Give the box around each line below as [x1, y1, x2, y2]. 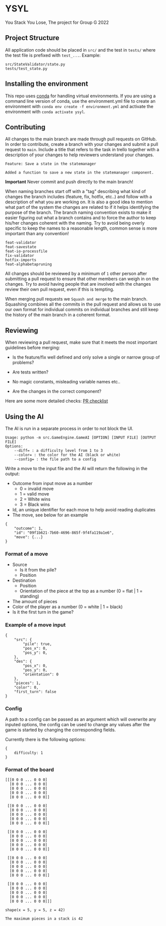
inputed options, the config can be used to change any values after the [5, 721, 150, 727]
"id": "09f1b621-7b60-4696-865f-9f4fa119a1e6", [14, 530, 114, 535]
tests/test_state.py [5, 66, 48, 71]
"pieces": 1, [14, 680, 41, 685]
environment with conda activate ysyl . [5, 109, 86, 115]
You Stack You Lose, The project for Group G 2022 [5, 19, 109, 25]
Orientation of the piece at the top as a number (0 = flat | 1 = [19, 588, 143, 594]
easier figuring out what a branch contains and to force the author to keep [5, 215, 157, 221]
